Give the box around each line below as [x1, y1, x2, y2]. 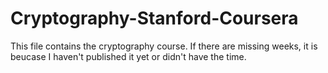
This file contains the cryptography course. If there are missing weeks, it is [10, 40, 318, 52]
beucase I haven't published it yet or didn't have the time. [10, 50, 247, 62]
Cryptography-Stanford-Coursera [10, 7, 299, 30]
